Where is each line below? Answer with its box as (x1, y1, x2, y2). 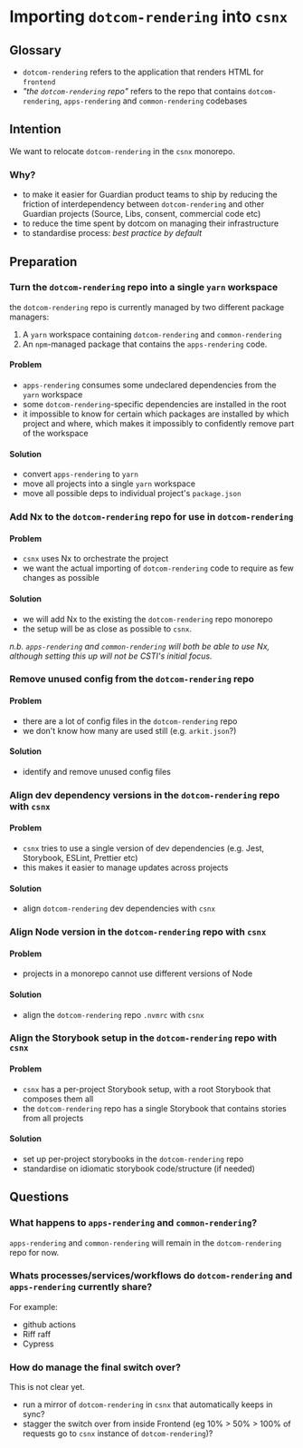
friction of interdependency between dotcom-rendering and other (22, 199, 265, 210)
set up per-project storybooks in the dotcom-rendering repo (22, 1153, 244, 1164)
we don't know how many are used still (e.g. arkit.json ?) (22, 725, 237, 736)
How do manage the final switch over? (9, 1361, 181, 1374)
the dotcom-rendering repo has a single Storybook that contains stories (22, 1102, 287, 1113)
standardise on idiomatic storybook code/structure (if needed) (22, 1163, 256, 1174)
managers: (9, 311, 50, 322)
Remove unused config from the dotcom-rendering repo (9, 673, 255, 686)
